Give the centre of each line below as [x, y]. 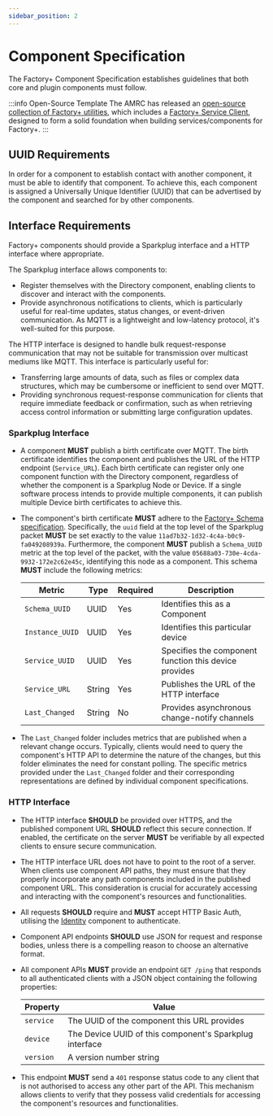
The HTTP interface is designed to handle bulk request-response [117, 344]
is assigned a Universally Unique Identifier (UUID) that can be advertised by [135, 191]
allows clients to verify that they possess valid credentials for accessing [141, 1094]
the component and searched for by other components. [102, 200]
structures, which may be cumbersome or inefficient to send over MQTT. [142, 386]
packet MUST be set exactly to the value [88, 536]
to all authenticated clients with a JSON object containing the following [139, 978]
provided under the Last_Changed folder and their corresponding [127, 773]
